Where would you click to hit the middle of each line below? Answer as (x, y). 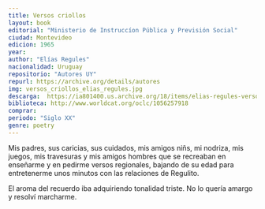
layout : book (30, 23)
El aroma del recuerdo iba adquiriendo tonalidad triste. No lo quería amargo (131, 188)
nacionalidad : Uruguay (45, 67)
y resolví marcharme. (43, 196)
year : (17, 52)
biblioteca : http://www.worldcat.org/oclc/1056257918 (99, 103)
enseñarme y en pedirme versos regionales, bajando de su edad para (121, 164)
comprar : (22, 111)
